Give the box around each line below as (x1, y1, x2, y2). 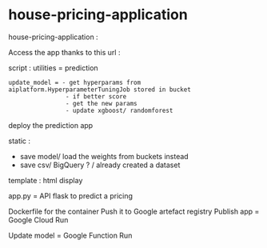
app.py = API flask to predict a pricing (8, 190, 133, 201)
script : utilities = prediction (8, 62, 98, 73)
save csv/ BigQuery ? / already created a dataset (19, 160, 181, 170)
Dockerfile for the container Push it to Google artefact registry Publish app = (8, 206, 260, 216)
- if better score (65, 92, 127, 101)
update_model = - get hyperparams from (8, 78, 141, 86)
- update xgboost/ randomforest (65, 106, 173, 114)
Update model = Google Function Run (8, 230, 133, 240)
